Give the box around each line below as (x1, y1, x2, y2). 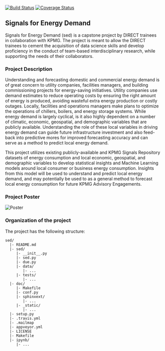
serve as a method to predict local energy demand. (5, 140, 109, 146)
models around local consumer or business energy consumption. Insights (5, 165, 154, 171)
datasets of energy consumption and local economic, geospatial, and (5, 155, 146, 161)
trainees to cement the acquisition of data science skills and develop (5, 43, 144, 49)
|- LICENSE (9, 329, 32, 334)
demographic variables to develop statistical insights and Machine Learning (5, 160, 159, 166)
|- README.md (9, 242, 36, 247)
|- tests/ (16, 272, 36, 277)
